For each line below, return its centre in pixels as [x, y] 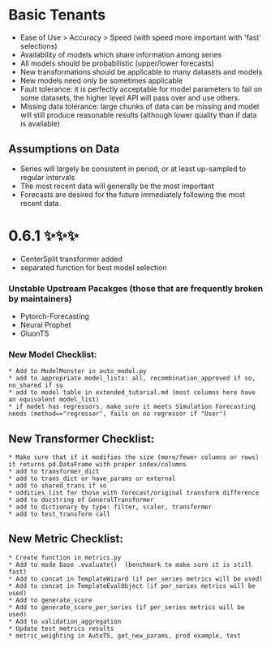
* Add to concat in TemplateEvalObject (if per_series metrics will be [132, 586]
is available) [40, 123]
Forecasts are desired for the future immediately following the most [133, 194]
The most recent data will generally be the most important [117, 186]
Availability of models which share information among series [121, 54]
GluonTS [34, 333]
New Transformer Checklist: [82, 438]
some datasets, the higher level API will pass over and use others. [130, 97]
